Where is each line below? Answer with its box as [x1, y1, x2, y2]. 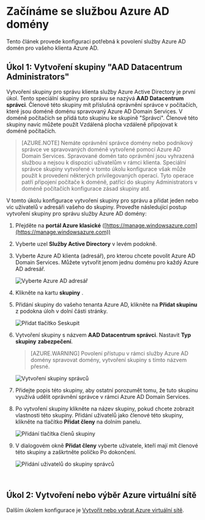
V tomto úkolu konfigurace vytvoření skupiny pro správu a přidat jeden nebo [6, 197, 199, 204]
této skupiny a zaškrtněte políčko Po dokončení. [15, 448, 136, 455]
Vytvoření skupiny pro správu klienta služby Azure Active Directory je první [6, 88, 196, 95]
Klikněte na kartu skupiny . [15, 289, 84, 296]
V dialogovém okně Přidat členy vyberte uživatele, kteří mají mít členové [15, 441, 198, 449]
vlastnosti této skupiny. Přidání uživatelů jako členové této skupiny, [15, 411, 184, 419]
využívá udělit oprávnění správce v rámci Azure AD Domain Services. [15, 393, 190, 400]
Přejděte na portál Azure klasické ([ [15, 221, 106, 229]
